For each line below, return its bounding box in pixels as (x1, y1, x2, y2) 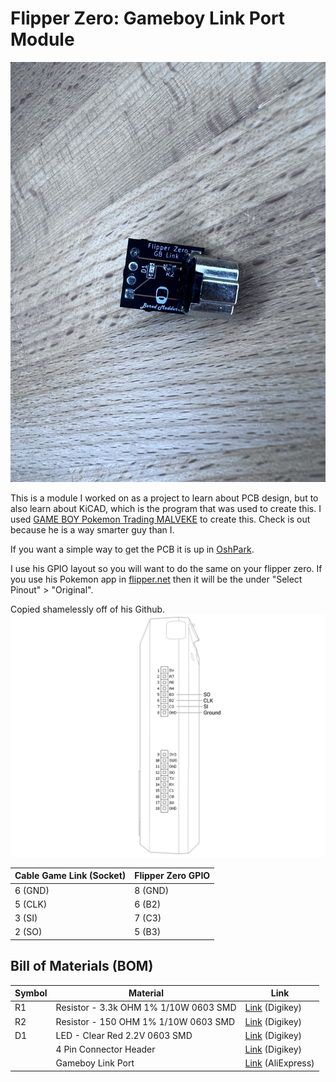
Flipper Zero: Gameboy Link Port (10, 7, 286, 30)
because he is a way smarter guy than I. (10, 523, 175, 536)
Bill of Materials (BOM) (10, 958, 154, 975)
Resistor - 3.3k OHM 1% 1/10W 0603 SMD (55, 1002, 237, 1014)
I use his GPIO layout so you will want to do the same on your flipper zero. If (10, 562, 323, 574)
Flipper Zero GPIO (134, 870, 211, 882)
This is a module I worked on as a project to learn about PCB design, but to (10, 492, 319, 504)
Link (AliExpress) (244, 1057, 315, 1069)
